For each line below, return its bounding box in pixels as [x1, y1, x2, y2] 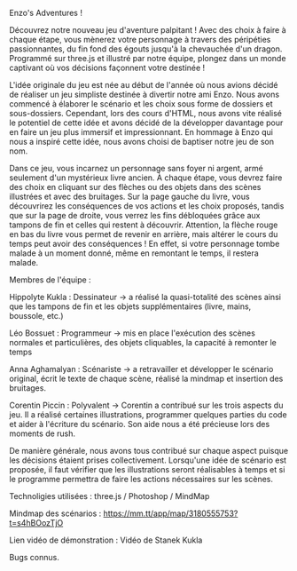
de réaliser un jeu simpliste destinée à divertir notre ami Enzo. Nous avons [9, 89, 280, 99]
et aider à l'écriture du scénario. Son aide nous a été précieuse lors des [9, 419, 270, 429]
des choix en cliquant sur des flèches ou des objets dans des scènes [9, 182, 262, 192]
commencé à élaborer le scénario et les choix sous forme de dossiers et [9, 99, 273, 109]
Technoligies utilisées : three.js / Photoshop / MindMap [9, 491, 210, 501]
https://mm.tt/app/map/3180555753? [103, 508, 238, 519]
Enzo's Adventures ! [9, 8, 82, 18]
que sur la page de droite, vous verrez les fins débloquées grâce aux [9, 210, 261, 220]
